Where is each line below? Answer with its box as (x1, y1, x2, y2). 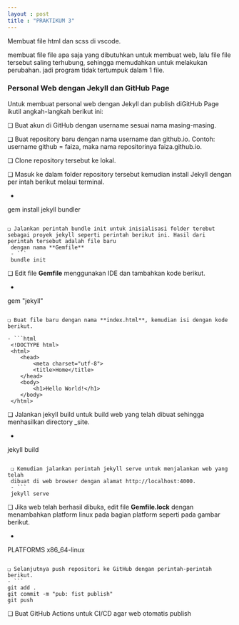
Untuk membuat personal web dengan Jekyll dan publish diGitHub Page (7, 99, 219, 108)
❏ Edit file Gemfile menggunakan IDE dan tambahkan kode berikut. (7, 269, 205, 277)
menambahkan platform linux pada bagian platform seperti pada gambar (7, 510, 220, 519)
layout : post (7, 10, 50, 18)
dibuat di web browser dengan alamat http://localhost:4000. (10, 477, 196, 485)
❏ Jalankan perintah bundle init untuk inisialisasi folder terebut (7, 225, 215, 232)
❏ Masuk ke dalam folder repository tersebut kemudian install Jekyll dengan (7, 170, 232, 178)
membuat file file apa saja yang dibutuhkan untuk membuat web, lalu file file (7, 51, 231, 59)
